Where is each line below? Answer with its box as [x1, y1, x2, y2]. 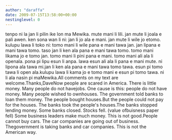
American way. [5, 129, 37, 135]
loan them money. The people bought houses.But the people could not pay [5, 96, 164, 103]
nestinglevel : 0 [5, 17, 40, 22]
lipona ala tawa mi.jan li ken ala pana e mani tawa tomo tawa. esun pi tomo [5, 64, 163, 70]
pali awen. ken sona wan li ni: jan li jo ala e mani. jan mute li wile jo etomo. [5, 36, 161, 43]
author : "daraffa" [5, 7, 45, 13]
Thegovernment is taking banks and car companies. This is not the [5, 124, 147, 130]
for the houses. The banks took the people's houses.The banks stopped [5, 102, 158, 108]
